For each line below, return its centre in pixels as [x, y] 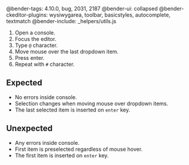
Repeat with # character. [45, 64]
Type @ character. [36, 45]
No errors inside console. [46, 97]
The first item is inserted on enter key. [62, 155]
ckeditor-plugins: [27, 15]
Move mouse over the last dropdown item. [67, 52]
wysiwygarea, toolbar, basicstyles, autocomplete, [110, 15]
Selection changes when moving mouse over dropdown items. [92, 103]
